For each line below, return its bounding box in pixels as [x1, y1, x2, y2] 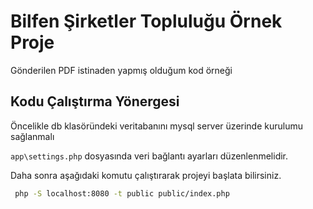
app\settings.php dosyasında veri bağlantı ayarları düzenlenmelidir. [10, 150, 289, 162]
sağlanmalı [10, 130, 55, 142]
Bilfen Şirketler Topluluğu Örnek [10, 10, 283, 33]
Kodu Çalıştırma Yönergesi [10, 93, 180, 110]
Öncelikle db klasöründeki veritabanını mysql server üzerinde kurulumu [10, 120, 304, 132]
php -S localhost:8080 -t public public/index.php [14, 188, 230, 199]
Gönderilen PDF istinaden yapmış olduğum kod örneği [10, 64, 233, 76]
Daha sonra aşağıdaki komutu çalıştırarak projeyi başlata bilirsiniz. [10, 169, 282, 181]
